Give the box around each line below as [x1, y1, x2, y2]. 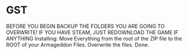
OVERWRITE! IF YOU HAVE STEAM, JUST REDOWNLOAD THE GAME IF [6, 28, 179, 35]
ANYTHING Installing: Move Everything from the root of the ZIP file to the [6, 35, 183, 42]
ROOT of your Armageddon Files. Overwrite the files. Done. [6, 41, 149, 48]
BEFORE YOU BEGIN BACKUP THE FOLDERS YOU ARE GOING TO [6, 23, 165, 30]
